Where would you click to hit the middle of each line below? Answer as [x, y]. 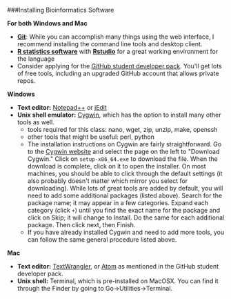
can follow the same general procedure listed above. [102, 240]
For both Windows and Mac [47, 23]
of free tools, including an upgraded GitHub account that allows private [118, 73]
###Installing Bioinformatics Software [61, 10]
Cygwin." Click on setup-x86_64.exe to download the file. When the [123, 159]
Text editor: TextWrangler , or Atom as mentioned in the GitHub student [118, 266]
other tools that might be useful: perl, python [91, 137]
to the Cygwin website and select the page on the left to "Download [123, 152]
